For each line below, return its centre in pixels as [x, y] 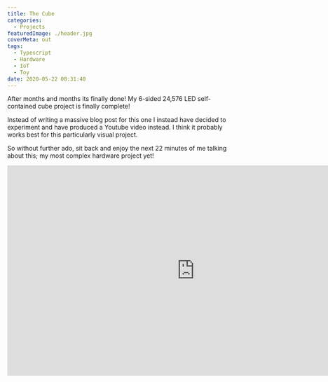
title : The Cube [31, 14]
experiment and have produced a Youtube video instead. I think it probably [115, 128]
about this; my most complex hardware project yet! [81, 156]
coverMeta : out [29, 40]
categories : [25, 20]
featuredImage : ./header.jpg [50, 33]
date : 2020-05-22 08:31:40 [47, 79]
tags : [15, 46]
